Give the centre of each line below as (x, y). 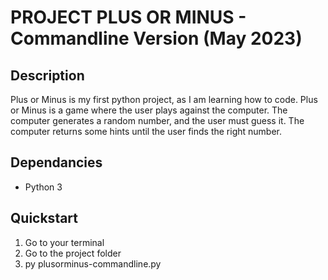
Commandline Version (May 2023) (156, 38)
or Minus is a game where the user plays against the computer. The (149, 110)
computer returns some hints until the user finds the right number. (146, 131)
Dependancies (56, 162)
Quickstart (44, 218)
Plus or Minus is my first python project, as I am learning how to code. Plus (164, 99)
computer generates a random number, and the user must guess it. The (157, 120)
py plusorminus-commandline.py (93, 263)
